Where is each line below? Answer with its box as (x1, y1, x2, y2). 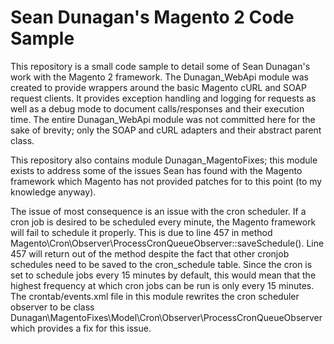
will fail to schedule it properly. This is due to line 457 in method (10, 226, 273, 238)
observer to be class (10, 301, 95, 313)
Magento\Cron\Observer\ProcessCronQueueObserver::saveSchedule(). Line (10, 237, 325, 249)
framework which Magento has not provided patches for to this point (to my (10, 175, 323, 187)
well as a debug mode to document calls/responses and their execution (10, 102, 305, 115)
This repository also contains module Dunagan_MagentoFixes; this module (10, 154, 318, 166)
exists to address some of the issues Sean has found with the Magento (10, 164, 303, 176)
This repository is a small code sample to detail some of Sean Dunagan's (10, 60, 311, 72)
